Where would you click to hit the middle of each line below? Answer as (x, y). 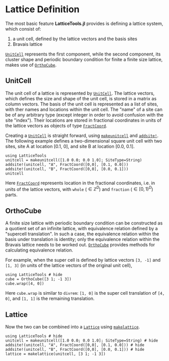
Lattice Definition (43, 9)
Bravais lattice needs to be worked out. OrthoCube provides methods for (80, 245)
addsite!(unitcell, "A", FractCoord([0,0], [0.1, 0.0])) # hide (75, 345)
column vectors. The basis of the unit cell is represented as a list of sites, (82, 104)
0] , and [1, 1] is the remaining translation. (50, 298)
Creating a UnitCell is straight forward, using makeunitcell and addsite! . (82, 135)
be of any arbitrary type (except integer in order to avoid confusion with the (84, 115)
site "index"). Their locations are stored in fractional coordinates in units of (83, 120)
